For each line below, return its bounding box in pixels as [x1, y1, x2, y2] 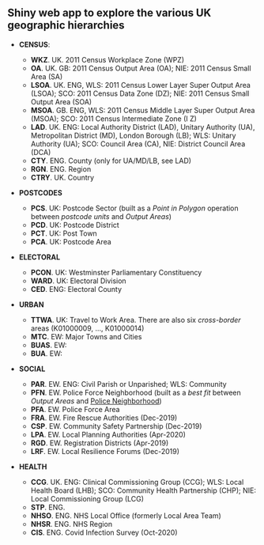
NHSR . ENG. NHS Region [30, 519, 112, 528]
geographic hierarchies [7, 19, 125, 32]
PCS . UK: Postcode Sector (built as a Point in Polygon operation [30, 203, 239, 213]
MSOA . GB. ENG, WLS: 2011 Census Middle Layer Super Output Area [30, 105, 255, 115]
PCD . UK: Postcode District [30, 220, 119, 229]
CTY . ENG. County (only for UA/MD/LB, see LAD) [30, 156, 191, 165]
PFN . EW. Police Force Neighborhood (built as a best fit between [30, 388, 242, 397]
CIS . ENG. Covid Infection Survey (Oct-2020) [30, 528, 179, 537]
